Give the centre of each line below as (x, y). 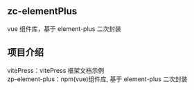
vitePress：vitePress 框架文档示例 (56, 70)
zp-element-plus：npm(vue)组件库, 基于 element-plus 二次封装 (97, 79)
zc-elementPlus (42, 11)
